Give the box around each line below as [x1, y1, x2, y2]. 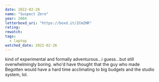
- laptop [9, 39, 27, 43]
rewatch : [5, 29, 23, 34]
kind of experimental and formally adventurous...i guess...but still [5, 56, 134, 62]
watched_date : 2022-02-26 [5, 43, 57, 48]
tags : [5, 34, 16, 39]
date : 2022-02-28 [5, 7, 40, 12]
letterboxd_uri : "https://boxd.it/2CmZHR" [5, 20, 92, 26]
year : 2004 [5, 16, 27, 21]
